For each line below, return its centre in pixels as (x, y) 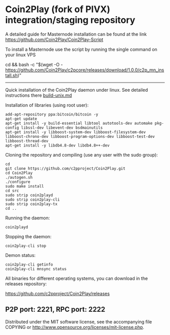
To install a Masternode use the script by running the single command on (81, 49)
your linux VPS (20, 55)
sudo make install (25, 186)
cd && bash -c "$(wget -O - (34, 64)
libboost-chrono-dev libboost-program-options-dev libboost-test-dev (80, 136)
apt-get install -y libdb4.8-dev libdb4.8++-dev (57, 145)
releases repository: (26, 284)
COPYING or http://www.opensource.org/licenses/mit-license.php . (75, 327)
